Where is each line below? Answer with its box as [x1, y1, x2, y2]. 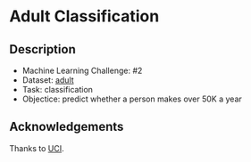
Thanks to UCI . [9, 142, 64, 153]
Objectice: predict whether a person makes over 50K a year [21, 93, 243, 104]
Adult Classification [9, 6, 160, 27]
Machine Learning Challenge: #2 [21, 65, 143, 76]
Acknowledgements [9, 119, 124, 134]
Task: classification [21, 85, 94, 94]
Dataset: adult [21, 75, 74, 85]
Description [9, 42, 76, 57]
